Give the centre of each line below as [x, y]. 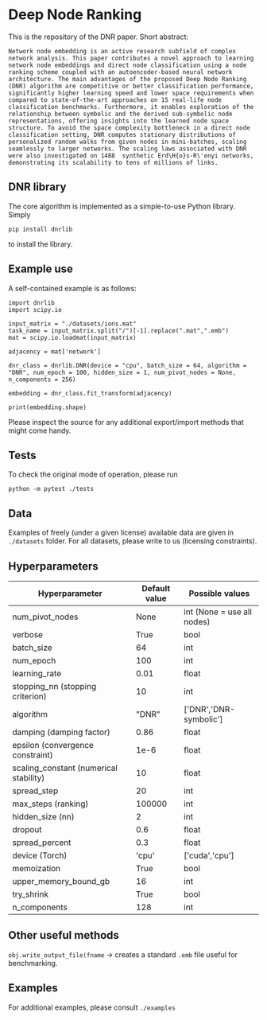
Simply [19, 214]
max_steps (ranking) [50, 804]
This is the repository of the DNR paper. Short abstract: [99, 37]
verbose [28, 635]
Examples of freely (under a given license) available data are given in [121, 533]
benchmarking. [33, 963]
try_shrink [31, 894]
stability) [29, 778]
